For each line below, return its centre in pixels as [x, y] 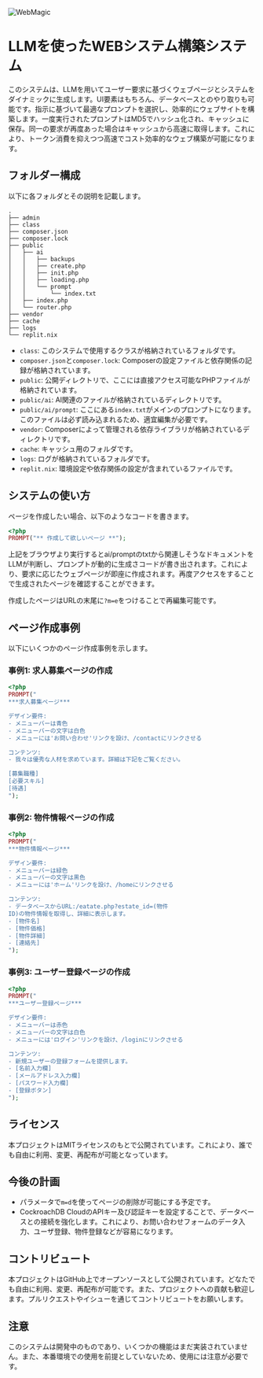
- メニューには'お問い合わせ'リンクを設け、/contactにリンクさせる [105, 738]
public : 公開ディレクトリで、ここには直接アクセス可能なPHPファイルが [135, 380]
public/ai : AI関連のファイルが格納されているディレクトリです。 [122, 399]
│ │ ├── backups [42, 259]
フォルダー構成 [44, 176]
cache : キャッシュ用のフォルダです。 [78, 449]
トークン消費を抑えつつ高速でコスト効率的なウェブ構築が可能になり [139, 139]
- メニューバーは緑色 [38, 870]
